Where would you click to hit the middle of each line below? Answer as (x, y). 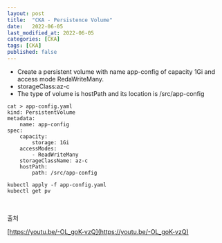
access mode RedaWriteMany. (61, 79)
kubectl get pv (29, 191)
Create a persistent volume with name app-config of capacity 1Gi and (116, 71)
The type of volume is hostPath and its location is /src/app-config (111, 93)
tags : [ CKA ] (24, 46)
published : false (32, 52)
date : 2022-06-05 (35, 26)
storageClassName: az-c (54, 161)
